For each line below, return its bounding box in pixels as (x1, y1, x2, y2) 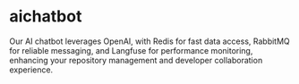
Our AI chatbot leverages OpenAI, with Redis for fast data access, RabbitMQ (9, 36, 291, 46)
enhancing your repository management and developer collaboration (9, 55, 263, 65)
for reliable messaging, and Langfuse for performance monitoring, (9, 45, 253, 55)
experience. (9, 64, 54, 75)
